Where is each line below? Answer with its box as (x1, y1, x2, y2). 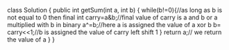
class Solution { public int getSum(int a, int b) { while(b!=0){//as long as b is (7, 6, 223, 14)
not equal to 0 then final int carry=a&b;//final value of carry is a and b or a (7, 13, 218, 22)
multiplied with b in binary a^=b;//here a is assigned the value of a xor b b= (7, 21, 221, 28)
